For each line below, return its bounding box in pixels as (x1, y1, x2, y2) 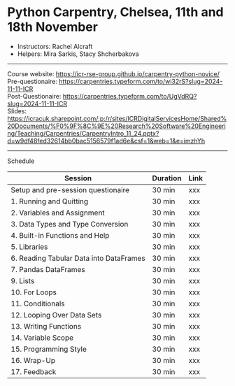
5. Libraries (10, 242, 48, 252)
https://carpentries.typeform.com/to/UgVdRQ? (62, 92, 197, 100)
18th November (7, 19, 98, 35)
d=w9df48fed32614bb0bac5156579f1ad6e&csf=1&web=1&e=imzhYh (7, 136, 205, 145)
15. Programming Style (10, 344, 87, 354)
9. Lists (10, 276, 35, 285)
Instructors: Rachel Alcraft (17, 42, 93, 50)
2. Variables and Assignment (10, 208, 105, 217)
